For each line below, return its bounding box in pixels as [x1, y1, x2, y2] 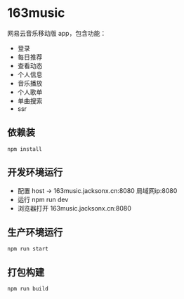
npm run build [7, 286, 49, 293]
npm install [7, 145, 42, 152]
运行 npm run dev [17, 195, 69, 204]
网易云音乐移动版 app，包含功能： [7, 29, 107, 37]
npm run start [7, 246, 49, 253]
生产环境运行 [7, 226, 63, 238]
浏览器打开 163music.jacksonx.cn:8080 [17, 204, 132, 212]
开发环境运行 [7, 166, 63, 178]
